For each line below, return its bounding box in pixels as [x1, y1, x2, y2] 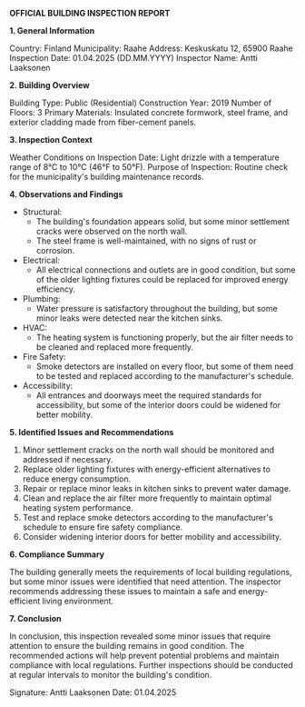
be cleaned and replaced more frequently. [35, 342, 193, 353]
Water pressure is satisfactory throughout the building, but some [35, 304, 279, 314]
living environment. [42, 595, 114, 606]
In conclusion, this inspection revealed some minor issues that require [9, 631, 271, 642]
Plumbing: [22, 294, 61, 304]
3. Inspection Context [9, 134, 93, 144]
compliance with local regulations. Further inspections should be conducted [9, 660, 293, 671]
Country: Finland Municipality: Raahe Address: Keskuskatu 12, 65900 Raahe [9, 43, 293, 54]
